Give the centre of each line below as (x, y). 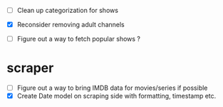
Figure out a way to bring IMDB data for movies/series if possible (112, 88)
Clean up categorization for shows (68, 10)
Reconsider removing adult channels (71, 25)
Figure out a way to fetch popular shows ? (78, 39)
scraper (30, 68)
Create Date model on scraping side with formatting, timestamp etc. (116, 96)
